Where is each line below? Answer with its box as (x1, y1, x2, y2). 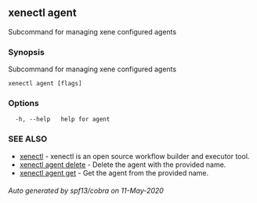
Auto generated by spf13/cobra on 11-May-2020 (8, 186, 165, 195)
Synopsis (8, 46, 45, 57)
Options (8, 98, 39, 109)
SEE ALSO (8, 133, 48, 144)
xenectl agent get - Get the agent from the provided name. (19, 168, 209, 177)
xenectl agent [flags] (8, 80, 82, 88)
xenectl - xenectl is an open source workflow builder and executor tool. (19, 151, 250, 161)
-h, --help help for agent (15, 115, 110, 124)
